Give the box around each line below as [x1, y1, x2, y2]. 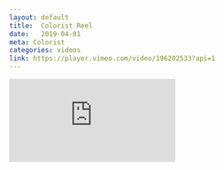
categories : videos [9, 46, 81, 55]
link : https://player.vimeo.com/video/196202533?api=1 [9, 54, 216, 63]
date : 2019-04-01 [9, 29, 81, 38]
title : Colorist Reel [9, 21, 93, 30]
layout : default [9, 12, 69, 22]
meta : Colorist [9, 37, 66, 47]
